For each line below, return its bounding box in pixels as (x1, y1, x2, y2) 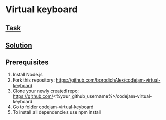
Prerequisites (5, 58, 49, 67)
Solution (5, 41, 32, 49)
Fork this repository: (12, 77, 55, 83)
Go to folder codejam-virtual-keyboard (12, 104, 94, 110)
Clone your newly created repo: (12, 88, 79, 94)
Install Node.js (12, 71, 43, 77)
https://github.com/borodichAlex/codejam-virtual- (55, 77, 161, 83)
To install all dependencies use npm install (12, 109, 102, 115)
